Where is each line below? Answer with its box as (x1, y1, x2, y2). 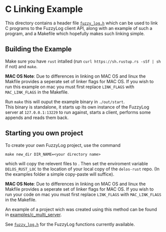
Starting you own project (5, 129, 83, 137)
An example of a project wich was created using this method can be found (5, 206, 157, 212)
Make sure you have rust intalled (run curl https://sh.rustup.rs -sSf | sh (5, 58, 161, 64)
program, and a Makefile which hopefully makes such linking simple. (5, 30, 145, 36)
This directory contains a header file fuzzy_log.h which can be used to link (5, 20, 158, 26)
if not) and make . (5, 63, 38, 69)
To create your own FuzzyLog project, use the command (5, 142, 121, 148)
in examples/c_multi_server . (5, 212, 62, 218)
